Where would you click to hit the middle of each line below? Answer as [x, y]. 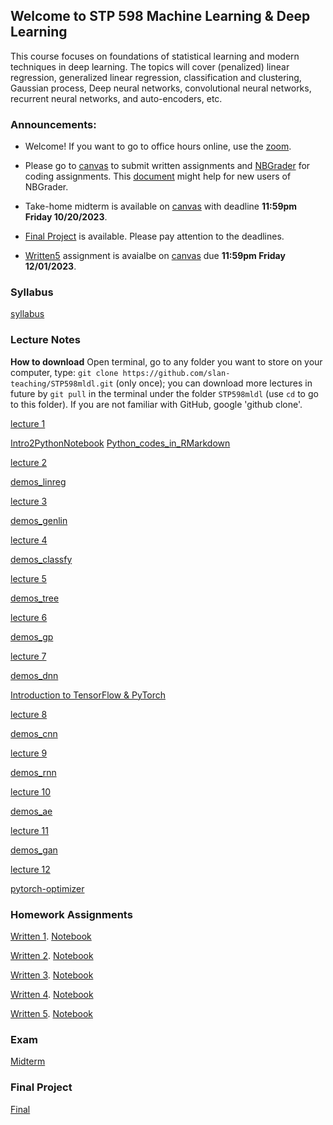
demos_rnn [33, 772]
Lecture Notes [45, 340]
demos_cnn [34, 733]
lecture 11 [29, 830]
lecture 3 [29, 501]
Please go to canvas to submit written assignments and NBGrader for [167, 166]
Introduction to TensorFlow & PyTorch [88, 695]
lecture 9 [29, 753]
